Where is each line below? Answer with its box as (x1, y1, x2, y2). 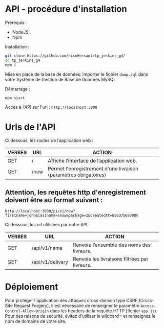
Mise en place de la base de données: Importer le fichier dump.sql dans (5, 71, 148, 77)
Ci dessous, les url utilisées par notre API (5, 222, 88, 228)
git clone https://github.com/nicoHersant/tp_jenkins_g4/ (5, 53, 125, 58)
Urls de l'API (5, 121, 56, 133)
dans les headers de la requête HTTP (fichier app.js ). (50, 308, 158, 314)
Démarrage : (5, 86, 30, 92)
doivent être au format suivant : (5, 196, 103, 204)
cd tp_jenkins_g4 (5, 58, 41, 63)
